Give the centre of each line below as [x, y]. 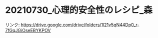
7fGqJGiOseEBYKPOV [28, 30]
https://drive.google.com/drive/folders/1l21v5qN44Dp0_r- [80, 25]
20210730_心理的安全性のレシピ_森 [79, 10]
